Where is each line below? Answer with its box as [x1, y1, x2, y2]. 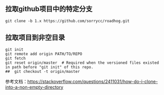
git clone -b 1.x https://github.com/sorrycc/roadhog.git [5, 18, 130, 24]
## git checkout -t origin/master [5, 69, 80, 74]
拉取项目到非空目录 [5, 33, 65, 42]
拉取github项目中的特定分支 [5, 5, 93, 14]
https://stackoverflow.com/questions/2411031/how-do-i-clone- [27, 78, 158, 84]
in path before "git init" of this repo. [5, 64, 94, 69]
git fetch [5, 56, 26, 61]
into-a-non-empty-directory [5, 84, 64, 90]
